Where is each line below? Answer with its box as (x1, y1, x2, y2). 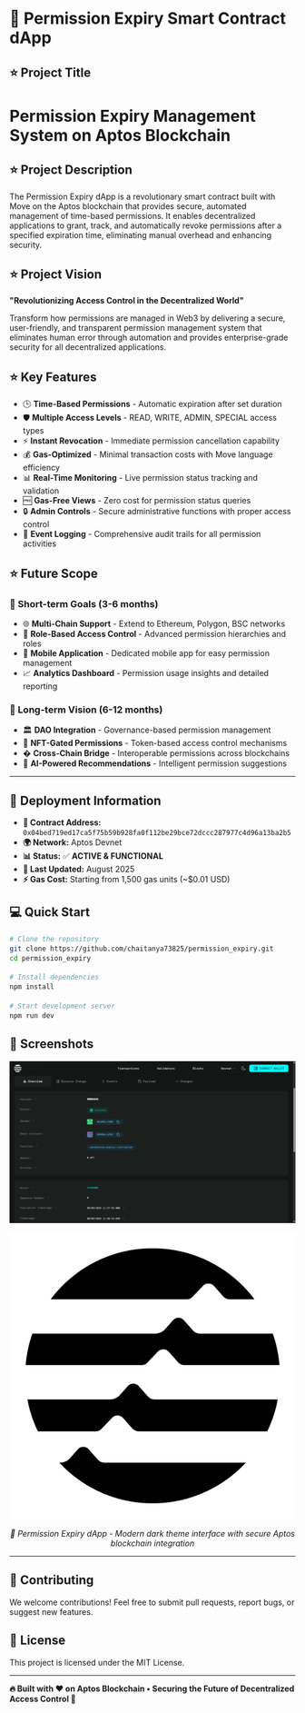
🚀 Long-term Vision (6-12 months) (9, 703, 163, 716)
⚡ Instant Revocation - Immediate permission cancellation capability (22, 435, 280, 446)
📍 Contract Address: (22, 817, 102, 828)
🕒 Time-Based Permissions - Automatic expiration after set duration (22, 399, 283, 410)
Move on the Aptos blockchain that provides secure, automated (9, 200, 247, 212)
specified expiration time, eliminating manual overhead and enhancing (9, 229, 272, 240)
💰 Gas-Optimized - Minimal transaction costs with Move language (22, 449, 274, 460)
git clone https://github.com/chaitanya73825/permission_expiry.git (9, 944, 274, 953)
